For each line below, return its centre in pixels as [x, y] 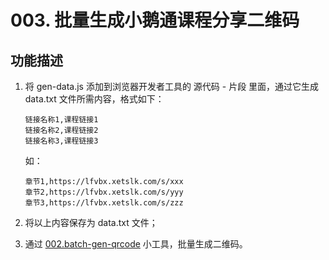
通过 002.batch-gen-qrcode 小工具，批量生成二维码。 [136, 244]
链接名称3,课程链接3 [61, 141]
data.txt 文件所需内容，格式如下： [94, 99]
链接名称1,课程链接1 [61, 120]
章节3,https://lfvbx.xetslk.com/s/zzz [104, 203]
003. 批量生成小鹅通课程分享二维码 [155, 20]
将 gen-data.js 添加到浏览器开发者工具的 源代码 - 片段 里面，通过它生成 [172, 86]
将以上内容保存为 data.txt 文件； [91, 222]
